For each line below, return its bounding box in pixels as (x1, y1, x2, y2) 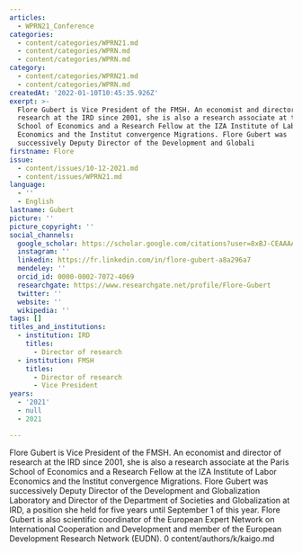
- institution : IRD (17, 331, 91, 340)
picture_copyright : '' (9, 222, 94, 231)
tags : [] (9, 314, 42, 324)
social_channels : (9, 230, 75, 239)
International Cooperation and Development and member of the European (9, 523, 282, 534)
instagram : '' (17, 247, 70, 256)
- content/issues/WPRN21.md (17, 172, 123, 181)
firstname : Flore (9, 147, 75, 156)
